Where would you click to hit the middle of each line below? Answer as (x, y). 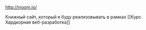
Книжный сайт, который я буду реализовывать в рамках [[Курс (73, 17)
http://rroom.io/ (21, 7)
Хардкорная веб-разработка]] (38, 22)
